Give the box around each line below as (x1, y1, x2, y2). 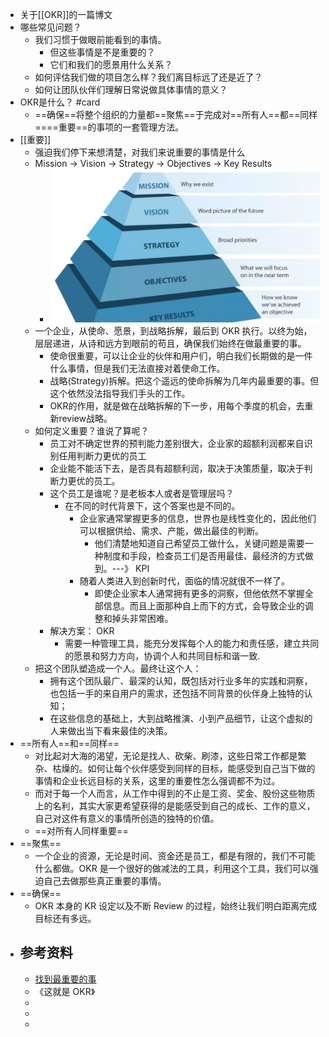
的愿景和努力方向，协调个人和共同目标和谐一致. (64, 649, 261, 662)
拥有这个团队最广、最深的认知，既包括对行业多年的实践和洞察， (49, 674, 313, 687)
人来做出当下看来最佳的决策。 (49, 724, 173, 737)
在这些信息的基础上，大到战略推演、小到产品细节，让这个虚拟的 (49, 712, 313, 724)
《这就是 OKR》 (34, 985, 96, 997)
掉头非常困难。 (111, 612, 174, 624)
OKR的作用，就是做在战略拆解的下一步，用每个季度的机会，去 (49, 399, 305, 412)
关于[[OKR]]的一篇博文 (19, 9, 113, 20)
